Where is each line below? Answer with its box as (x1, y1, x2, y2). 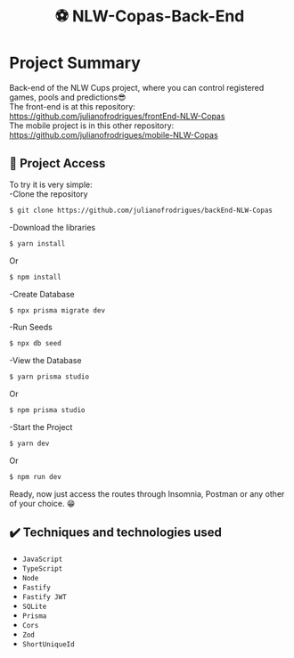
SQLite (21, 602, 47, 611)
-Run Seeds (9, 321, 53, 333)
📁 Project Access (9, 156, 106, 171)
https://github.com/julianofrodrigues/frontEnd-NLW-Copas (9, 111, 225, 122)
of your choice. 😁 (9, 498, 76, 508)
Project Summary (9, 53, 141, 73)
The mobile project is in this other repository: (9, 120, 175, 131)
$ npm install (9, 272, 62, 281)
